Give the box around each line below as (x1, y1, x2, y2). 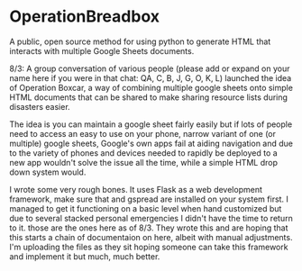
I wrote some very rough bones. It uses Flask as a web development (9, 184, 263, 194)
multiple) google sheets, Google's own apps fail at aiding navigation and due (9, 138, 293, 149)
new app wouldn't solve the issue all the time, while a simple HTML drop (9, 157, 278, 167)
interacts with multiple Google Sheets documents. (9, 45, 195, 56)
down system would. (9, 167, 87, 177)
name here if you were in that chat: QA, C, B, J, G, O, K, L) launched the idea (9, 72, 292, 83)
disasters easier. (9, 101, 70, 112)
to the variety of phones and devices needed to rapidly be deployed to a (9, 147, 278, 158)
